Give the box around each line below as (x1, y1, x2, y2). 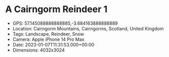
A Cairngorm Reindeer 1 (5, 4, 108, 15)
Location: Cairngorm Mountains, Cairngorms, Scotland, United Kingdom (12, 25, 164, 31)
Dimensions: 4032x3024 (12, 47, 65, 53)
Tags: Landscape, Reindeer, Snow (12, 31, 84, 37)
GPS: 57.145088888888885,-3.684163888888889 (12, 20, 118, 26)
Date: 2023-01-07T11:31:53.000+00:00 (12, 41, 95, 47)
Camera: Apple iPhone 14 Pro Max (12, 36, 85, 42)
